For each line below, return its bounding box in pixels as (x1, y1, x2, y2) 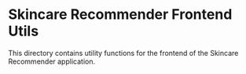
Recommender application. (8, 57, 96, 66)
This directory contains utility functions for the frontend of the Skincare (8, 48, 239, 57)
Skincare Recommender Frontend (8, 6, 233, 24)
